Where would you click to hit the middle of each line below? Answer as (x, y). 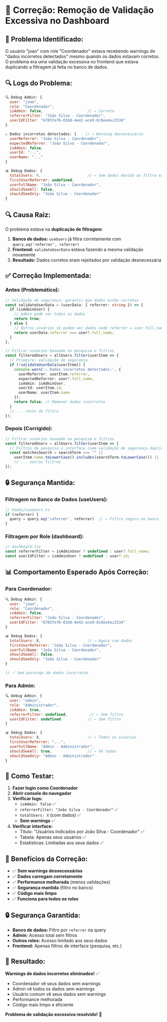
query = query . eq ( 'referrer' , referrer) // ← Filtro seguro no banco (84, 519)
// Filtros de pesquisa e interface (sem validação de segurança (79, 448)
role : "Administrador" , (34, 705)
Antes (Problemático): (32, 290)
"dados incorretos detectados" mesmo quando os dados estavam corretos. (83, 56)
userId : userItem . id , (41, 388)
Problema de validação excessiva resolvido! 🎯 (54, 1014)
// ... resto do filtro (34, 411)
